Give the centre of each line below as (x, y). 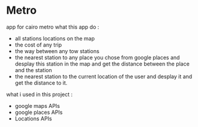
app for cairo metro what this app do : (53, 27)
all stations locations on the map (55, 38)
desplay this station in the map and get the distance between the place (102, 64)
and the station (33, 70)
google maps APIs (37, 106)
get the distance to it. (41, 83)
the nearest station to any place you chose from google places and (97, 57)
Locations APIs (33, 118)
